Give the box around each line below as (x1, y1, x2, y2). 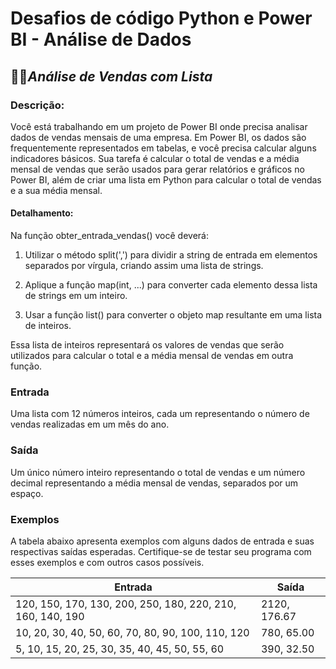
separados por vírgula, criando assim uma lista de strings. (24, 260, 264, 272)
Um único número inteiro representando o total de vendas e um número (10, 466, 306, 478)
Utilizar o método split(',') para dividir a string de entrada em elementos (24, 249, 318, 261)
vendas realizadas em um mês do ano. (10, 418, 170, 431)
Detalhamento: (10, 207, 74, 219)
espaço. (10, 487, 44, 499)
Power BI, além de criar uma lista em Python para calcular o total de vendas (10, 173, 322, 186)
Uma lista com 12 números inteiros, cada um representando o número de (10, 408, 310, 420)
